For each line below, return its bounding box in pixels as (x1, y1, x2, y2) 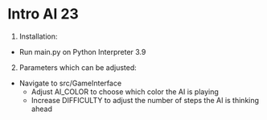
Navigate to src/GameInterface (18, 78, 122, 88)
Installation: (18, 31, 58, 41)
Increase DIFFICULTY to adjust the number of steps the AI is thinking (31, 95, 259, 105)
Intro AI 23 (7, 5, 80, 23)
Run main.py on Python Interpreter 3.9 (18, 47, 146, 56)
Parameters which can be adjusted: (18, 62, 138, 72)
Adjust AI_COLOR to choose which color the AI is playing (31, 86, 219, 97)
